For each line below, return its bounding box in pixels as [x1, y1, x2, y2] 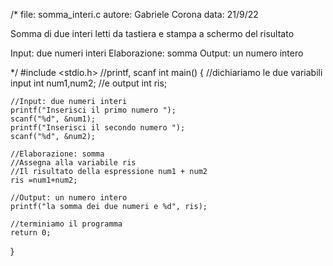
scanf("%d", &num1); [10, 114, 97, 124]
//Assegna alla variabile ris [10, 158, 137, 168]
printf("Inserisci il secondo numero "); [10, 123, 186, 133]
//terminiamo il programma [10, 219, 123, 229]
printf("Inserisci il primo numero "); [10, 105, 177, 115]
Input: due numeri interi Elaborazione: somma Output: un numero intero [10, 47, 304, 59]
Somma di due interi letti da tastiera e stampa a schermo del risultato [10, 28, 295, 39]
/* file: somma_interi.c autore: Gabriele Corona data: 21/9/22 [10, 9, 259, 20]
